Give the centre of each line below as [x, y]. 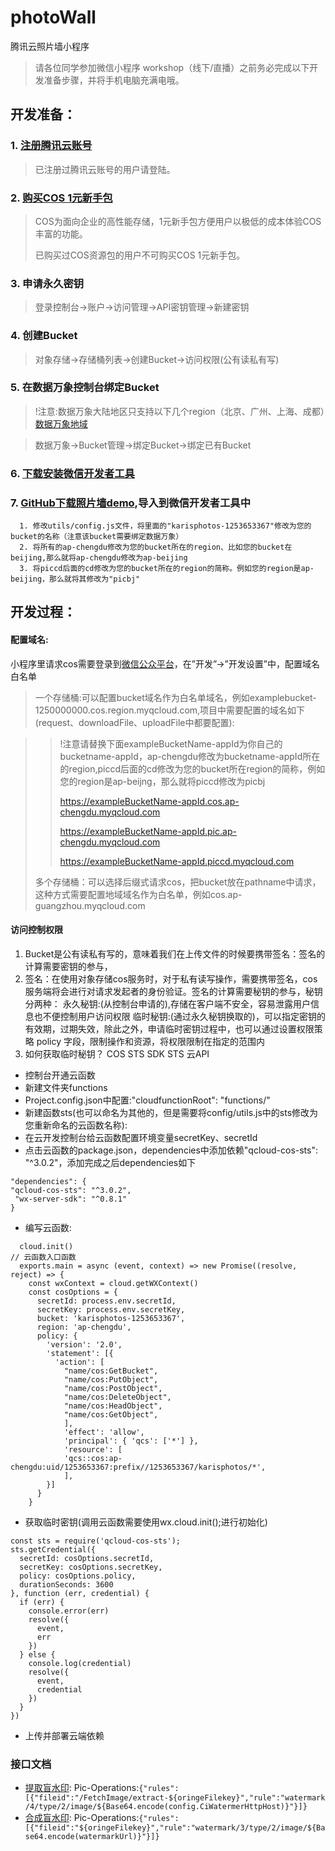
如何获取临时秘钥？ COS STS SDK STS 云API [117, 1053]
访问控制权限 [36, 930]
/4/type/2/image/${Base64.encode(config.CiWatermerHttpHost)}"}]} [166, 1807]
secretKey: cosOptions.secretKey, [91, 1567]
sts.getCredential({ [53, 1549]
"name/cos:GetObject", [111, 1414]
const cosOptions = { [73, 1292]
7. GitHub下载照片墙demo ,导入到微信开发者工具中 [131, 503]
